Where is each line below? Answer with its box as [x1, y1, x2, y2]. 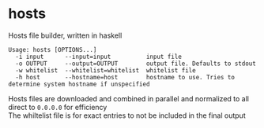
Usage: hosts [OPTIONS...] [8, 46, 97, 53]
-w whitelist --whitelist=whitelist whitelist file [15, 66, 196, 75]
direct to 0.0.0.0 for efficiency [8, 102, 107, 112]
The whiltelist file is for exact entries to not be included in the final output [8, 111, 247, 120]
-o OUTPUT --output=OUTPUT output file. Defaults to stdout [15, 60, 257, 68]
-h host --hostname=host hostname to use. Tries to [15, 73, 236, 81]
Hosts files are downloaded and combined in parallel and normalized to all [8, 93, 249, 103]
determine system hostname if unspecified [8, 80, 150, 88]
